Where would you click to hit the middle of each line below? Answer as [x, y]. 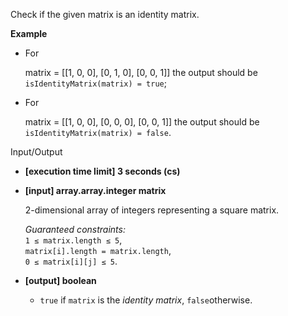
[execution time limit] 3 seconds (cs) [102, 171]
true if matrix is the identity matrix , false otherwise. [146, 300]
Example [29, 33]
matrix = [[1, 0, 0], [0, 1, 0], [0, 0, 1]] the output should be [141, 72]
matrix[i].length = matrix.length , [98, 250]
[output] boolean [60, 280]
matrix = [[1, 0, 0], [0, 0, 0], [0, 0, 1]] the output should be [142, 122]
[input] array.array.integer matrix [95, 190]
